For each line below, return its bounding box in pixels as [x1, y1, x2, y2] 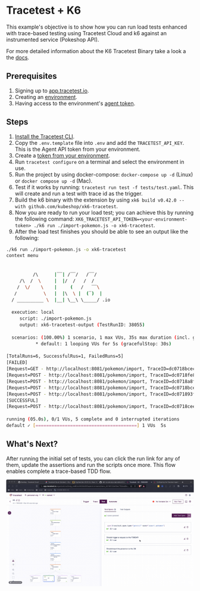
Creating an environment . [14, 93, 77, 100]
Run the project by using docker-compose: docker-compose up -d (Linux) [14, 171, 193, 178]
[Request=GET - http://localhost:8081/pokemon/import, [6, 366, 145, 372]
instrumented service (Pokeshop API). [6, 36, 99, 43]
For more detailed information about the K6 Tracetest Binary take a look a [6, 47, 186, 54]
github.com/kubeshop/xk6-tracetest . [28, 202, 118, 209]
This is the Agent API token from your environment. [14, 146, 141, 153]
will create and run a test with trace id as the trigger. [14, 190, 143, 197]
